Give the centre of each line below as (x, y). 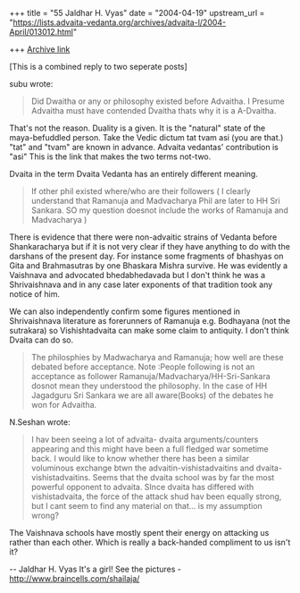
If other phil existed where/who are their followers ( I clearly (141, 191)
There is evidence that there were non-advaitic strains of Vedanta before (143, 237)
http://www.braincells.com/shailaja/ (75, 579)
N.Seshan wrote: (40, 422)
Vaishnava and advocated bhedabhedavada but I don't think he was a (137, 275)
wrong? (45, 515)
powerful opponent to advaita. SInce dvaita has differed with (142, 487)
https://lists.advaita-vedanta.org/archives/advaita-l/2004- (120, 22)
